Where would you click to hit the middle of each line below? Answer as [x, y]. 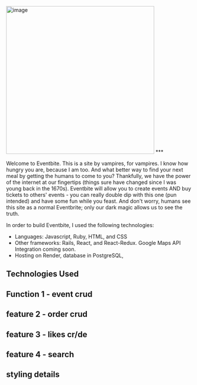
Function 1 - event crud [49, 294]
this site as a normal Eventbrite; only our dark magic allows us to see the [94, 207]
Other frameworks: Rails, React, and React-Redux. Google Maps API [98, 243]
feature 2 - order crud [47, 314]
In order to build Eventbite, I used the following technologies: [80, 225]
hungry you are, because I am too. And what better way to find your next [95, 170]
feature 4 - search [40, 354]
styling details [33, 375]
